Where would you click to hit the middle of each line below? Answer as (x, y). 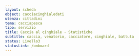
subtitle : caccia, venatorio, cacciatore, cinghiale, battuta (69, 37)
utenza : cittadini (24, 19)
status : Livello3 (23, 41)
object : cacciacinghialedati (35, 14)
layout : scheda (20, 9)
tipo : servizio (20, 28)
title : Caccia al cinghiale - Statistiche (49, 32)
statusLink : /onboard (27, 46)
